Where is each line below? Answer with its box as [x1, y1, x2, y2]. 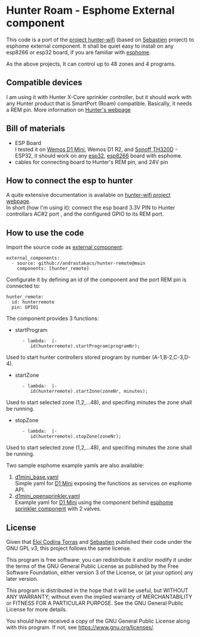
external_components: [6, 255, 60, 261]
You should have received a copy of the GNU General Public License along [6, 617, 190, 624]
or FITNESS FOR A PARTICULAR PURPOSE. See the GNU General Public [6, 599, 184, 607]
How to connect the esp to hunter [6, 176, 133, 186]
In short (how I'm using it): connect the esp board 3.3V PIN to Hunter [6, 204, 176, 211]
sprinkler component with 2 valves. [14, 505, 101, 512]
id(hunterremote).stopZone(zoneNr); [30, 433, 121, 439]
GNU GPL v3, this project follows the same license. [6, 544, 131, 552]
